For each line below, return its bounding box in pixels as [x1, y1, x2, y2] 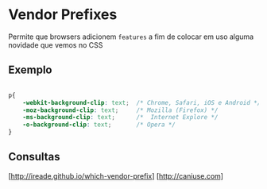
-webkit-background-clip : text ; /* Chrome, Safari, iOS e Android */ [22, 98, 261, 106]
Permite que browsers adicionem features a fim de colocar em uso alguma [8, 32, 254, 41]
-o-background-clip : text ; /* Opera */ [22, 121, 176, 129]
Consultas [8, 150, 61, 164]
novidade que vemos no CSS [8, 40, 103, 49]
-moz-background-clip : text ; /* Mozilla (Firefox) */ [22, 106, 219, 114]
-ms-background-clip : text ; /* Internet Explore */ [22, 114, 219, 121]
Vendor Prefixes [8, 6, 118, 24]
